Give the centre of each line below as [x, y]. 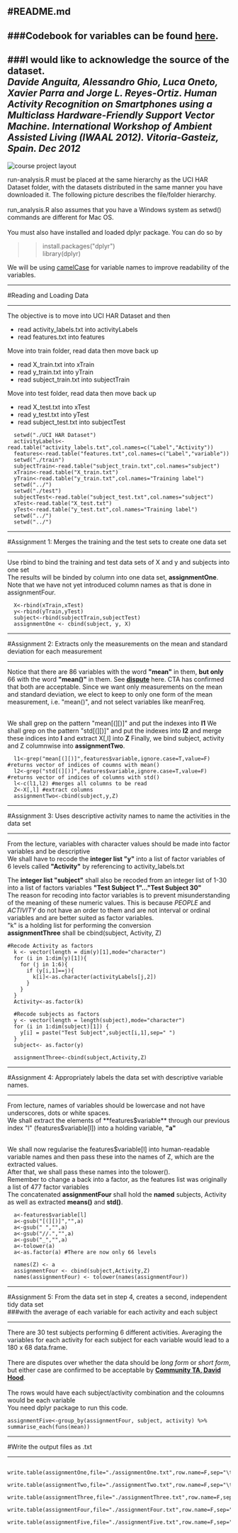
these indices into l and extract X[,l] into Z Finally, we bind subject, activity [116, 738]
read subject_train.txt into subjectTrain [74, 380]
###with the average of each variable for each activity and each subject [113, 1312]
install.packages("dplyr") [79, 246]
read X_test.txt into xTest [54, 406]
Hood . [17, 1377]
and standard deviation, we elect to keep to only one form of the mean [110, 694]
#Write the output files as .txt [50, 1446]
